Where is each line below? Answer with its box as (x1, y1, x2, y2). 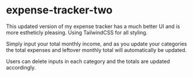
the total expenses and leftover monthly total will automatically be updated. (6, 46, 187, 53)
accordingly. (6, 64, 36, 71)
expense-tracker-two (6, 3, 113, 17)
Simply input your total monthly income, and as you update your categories (6, 40, 187, 47)
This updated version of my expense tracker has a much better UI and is (6, 23, 180, 30)
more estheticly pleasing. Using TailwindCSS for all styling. (6, 29, 148, 36)
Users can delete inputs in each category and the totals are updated (6, 58, 170, 65)
